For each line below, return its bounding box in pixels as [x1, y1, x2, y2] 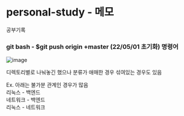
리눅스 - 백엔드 [6, 89, 40, 96]
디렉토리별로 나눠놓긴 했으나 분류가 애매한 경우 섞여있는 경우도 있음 [6, 69, 162, 76]
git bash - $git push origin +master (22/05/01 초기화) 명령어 [6, 42, 179, 51]
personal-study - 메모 [6, 5, 114, 19]
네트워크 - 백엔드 [6, 96, 46, 104]
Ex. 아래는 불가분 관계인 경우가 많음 [6, 81, 89, 89]
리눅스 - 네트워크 [6, 104, 46, 111]
